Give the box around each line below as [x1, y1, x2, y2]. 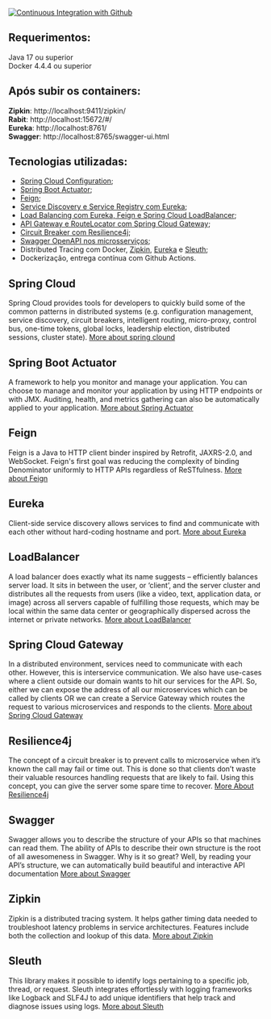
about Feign [8, 473, 48, 483]
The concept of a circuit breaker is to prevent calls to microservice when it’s [8, 755, 261, 766]
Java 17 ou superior [8, 52, 74, 62]
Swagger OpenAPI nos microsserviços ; [19, 236, 151, 246]
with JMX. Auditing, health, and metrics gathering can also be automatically [8, 395, 260, 404]
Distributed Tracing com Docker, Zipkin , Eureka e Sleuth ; [19, 244, 209, 254]
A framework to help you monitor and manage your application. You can [8, 378, 248, 387]
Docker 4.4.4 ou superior [8, 61, 92, 70]
